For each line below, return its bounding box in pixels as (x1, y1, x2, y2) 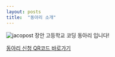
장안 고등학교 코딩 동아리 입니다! (35, 31, 110, 39)
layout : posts (6, 8, 42, 15)
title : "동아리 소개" (6, 14, 57, 20)
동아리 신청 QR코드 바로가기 (6, 44, 72, 52)
